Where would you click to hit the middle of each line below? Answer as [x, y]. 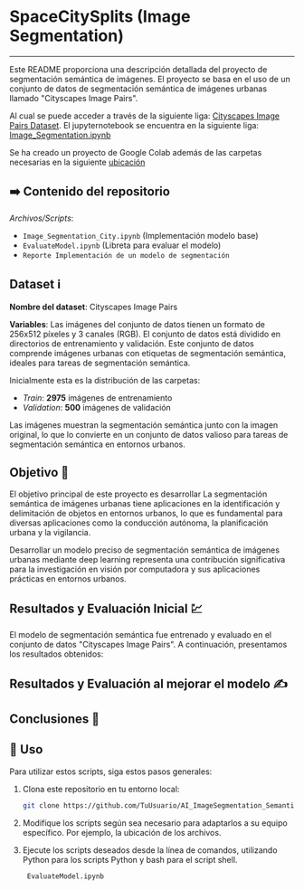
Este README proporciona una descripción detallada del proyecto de [138, 69]
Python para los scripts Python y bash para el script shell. [130, 859]
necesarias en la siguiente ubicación [77, 162]
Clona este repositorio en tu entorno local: [101, 789]
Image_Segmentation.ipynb [60, 135]
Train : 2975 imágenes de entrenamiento [97, 398]
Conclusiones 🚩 [55, 719]
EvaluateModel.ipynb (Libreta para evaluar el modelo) [122, 245]
